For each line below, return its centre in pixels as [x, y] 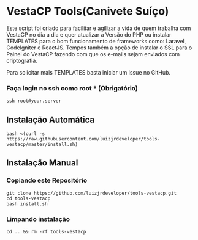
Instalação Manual [42, 163]
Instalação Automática [51, 119]
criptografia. [22, 60]
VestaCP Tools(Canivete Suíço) [88, 11]
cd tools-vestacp [29, 198]
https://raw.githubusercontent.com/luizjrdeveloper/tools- [83, 139]
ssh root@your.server [34, 101]
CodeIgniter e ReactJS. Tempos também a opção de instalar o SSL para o [99, 48]
